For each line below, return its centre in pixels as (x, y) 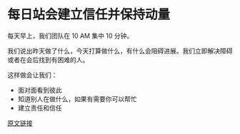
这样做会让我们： (32, 75)
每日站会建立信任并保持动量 (89, 15)
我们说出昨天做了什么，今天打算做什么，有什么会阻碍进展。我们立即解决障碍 (120, 51)
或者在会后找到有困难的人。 (48, 60)
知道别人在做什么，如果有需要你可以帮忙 (77, 99)
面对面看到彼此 (40, 90)
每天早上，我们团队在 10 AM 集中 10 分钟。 (70, 36)
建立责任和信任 (40, 108)
